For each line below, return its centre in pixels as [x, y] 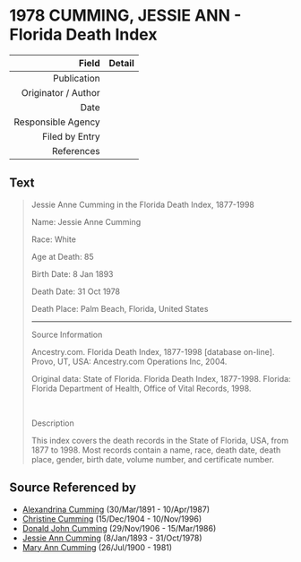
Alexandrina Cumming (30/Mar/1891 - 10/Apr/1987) [116, 509]
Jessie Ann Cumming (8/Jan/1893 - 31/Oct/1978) [112, 538]
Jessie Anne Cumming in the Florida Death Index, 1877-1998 [143, 204]
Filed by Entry [71, 136]
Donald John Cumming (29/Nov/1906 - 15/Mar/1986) [119, 528]
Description [52, 423]
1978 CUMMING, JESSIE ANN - [125, 16]
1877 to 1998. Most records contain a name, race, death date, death [156, 450]
